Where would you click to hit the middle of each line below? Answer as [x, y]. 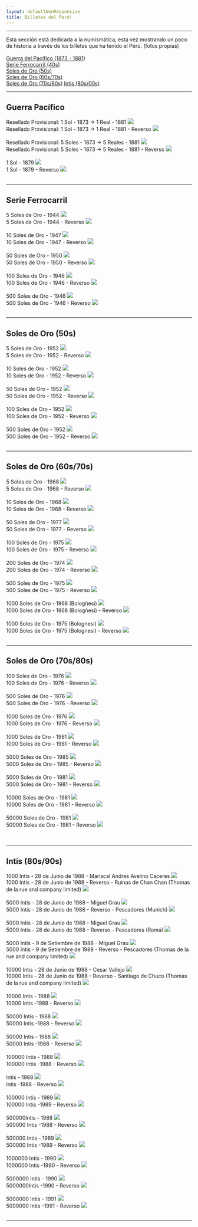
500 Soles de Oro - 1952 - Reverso [48, 436]
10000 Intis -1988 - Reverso [40, 1004]
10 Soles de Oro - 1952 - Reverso [46, 376]
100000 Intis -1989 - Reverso [42, 1105]
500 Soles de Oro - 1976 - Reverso [48, 703]
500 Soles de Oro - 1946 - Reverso [49, 303]
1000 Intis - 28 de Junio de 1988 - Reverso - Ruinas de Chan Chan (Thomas [98, 883]
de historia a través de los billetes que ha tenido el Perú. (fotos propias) [93, 45]
